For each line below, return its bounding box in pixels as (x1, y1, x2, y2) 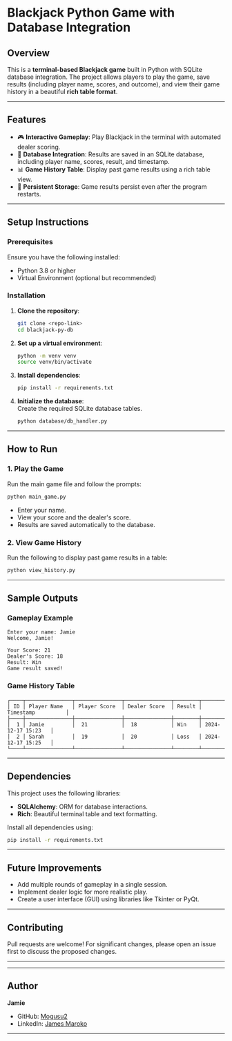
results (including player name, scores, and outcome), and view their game (7, 80, 220, 88)
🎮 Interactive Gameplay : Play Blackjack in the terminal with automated (17, 133, 221, 141)
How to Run (7, 443, 58, 455)
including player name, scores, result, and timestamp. (17, 157, 171, 165)
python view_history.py (7, 566, 76, 573)
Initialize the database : (17, 397, 84, 405)
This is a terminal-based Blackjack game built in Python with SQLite (7, 66, 202, 73)
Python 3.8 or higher (17, 266, 76, 275)
